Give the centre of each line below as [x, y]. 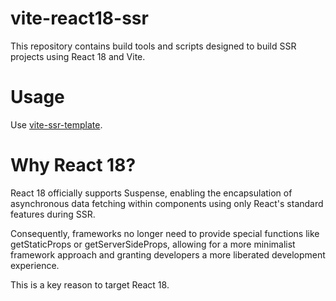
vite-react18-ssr [79, 18]
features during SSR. [53, 214]
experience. [35, 265]
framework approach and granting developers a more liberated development [168, 254]
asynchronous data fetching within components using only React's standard [167, 203]
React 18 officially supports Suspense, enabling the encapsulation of [151, 193]
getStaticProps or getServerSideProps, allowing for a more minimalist [153, 244]
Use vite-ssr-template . [56, 124]
